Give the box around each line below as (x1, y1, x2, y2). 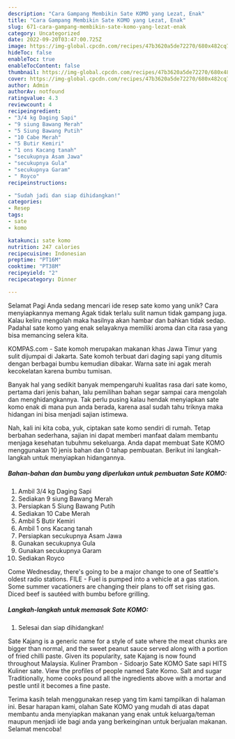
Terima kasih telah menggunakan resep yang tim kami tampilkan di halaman (8, 695, 226, 703)
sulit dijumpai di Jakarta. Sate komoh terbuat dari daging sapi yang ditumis (8, 352, 222, 360)
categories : (8, 199, 43, 206)
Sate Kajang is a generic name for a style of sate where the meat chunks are (8, 637, 227, 645)
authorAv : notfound (8, 88, 65, 95)
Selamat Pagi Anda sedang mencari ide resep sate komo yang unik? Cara (8, 301, 219, 310)
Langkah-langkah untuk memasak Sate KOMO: (8, 605, 149, 614)
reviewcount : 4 (8, 101, 52, 108)
